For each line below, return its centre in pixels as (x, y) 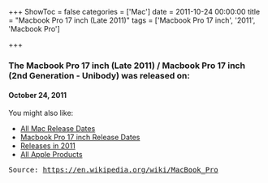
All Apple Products (51, 155)
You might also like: (41, 113)
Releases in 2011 (48, 146)
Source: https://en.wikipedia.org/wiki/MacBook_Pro (114, 170)
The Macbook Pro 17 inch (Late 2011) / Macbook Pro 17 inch (127, 66)
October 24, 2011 (38, 95)
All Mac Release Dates (58, 129)
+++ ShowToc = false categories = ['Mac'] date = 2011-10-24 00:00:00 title (134, 12)
